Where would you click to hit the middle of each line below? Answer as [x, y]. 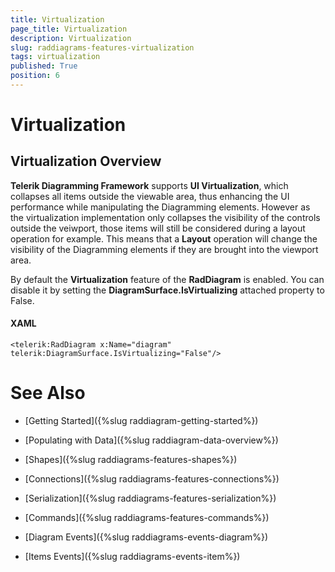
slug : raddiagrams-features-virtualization [102, 47]
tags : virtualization [55, 57]
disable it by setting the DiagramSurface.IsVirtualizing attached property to [167, 290]
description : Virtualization [71, 38]
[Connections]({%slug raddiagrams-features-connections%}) [152, 479]
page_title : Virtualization [69, 29]
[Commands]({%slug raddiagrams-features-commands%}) [147, 518]
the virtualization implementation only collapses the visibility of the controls [165, 217]
